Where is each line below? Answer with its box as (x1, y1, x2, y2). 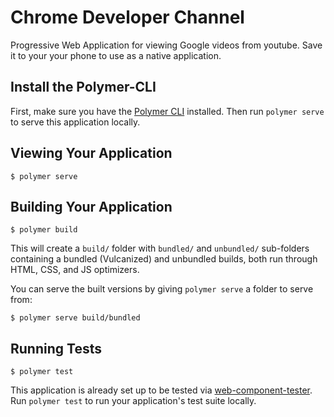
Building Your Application (10, 198, 173, 215)
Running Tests (10, 340, 102, 357)
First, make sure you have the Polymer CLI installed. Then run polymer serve (10, 105, 325, 117)
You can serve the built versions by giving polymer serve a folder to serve (10, 283, 314, 295)
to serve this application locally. (10, 116, 141, 128)
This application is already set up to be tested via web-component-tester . (10, 384, 313, 396)
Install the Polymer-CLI (10, 79, 157, 96)
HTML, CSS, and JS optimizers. (10, 264, 140, 276)
